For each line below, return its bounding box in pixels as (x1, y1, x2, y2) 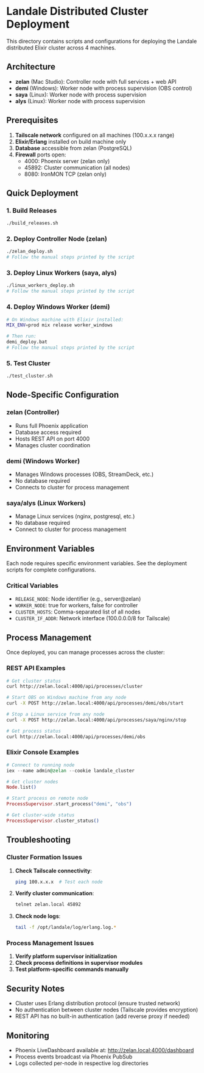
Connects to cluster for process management (15, 484, 130, 491)
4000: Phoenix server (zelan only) (24, 157, 110, 164)
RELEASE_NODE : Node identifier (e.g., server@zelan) (15, 595, 141, 602)
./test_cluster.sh (6, 373, 53, 379)
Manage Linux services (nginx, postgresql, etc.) (15, 513, 135, 520)
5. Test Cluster (6, 359, 51, 367)
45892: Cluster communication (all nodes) (24, 164, 130, 171)
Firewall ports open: (15, 151, 66, 158)
